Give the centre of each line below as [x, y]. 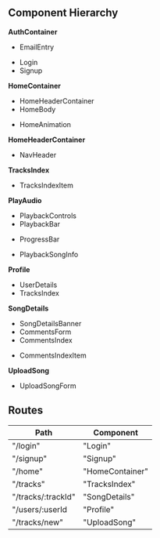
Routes [26, 411]
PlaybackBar [40, 224]
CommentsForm [45, 332]
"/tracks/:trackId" [44, 496]
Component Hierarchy [63, 13]
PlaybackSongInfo [49, 254]
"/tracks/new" [38, 522]
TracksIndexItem [46, 185]
